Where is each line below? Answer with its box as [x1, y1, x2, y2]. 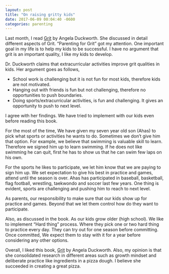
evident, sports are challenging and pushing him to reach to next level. [5, 186, 151, 192]
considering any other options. [5, 237, 69, 243]
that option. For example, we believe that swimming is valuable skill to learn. [5, 139, 162, 145]
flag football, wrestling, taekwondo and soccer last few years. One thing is [5, 180, 159, 186]
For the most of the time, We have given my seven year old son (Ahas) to [5, 128, 156, 134]
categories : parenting [5, 21, 53, 27]
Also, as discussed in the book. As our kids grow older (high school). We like [5, 216, 164, 222]
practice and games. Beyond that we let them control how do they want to [5, 201, 158, 207]
